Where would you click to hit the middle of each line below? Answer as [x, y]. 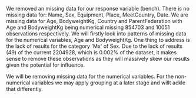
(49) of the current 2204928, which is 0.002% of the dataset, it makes [92, 52]
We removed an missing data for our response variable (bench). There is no [98, 9]
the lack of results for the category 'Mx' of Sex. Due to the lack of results [94, 46]
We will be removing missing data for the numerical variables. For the [90, 76]
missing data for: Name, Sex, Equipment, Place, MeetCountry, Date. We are [97, 15]
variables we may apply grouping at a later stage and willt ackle [109, 83]
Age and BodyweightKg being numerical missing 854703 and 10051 [88, 27]
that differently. [24, 89]
